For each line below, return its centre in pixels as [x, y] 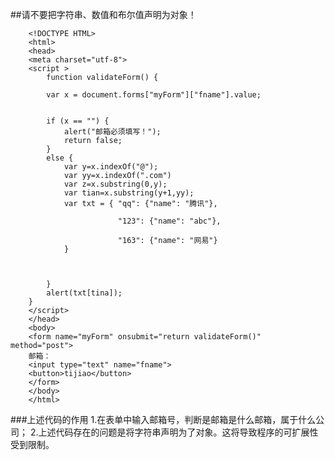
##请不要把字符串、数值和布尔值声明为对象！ [103, 14]
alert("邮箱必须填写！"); [112, 132]
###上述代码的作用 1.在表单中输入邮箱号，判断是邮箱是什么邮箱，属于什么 [163, 419]
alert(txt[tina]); [84, 293]
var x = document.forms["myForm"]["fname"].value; [154, 95]
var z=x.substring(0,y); [115, 184]
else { [60, 158]
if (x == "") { [78, 121]
